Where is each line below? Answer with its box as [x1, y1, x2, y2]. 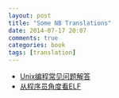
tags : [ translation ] [8, 49, 77, 57]
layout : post [8, 11, 52, 20]
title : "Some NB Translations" [8, 19, 112, 27]
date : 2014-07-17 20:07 [8, 26, 87, 34]
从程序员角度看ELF [19, 81, 82, 91]
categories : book [8, 41, 66, 49]
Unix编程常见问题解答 [19, 72, 91, 80]
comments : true [8, 33, 59, 42]
